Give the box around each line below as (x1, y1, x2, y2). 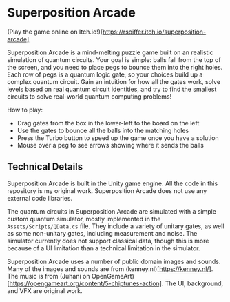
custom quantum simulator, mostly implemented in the (7, 214, 161, 223)
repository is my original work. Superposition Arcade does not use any (7, 186, 207, 194)
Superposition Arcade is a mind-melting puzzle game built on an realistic (7, 48, 213, 57)
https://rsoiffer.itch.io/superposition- (102, 28, 207, 36)
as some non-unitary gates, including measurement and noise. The (7, 229, 198, 237)
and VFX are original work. (7, 286, 83, 294)
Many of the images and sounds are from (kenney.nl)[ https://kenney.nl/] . (7, 264, 213, 273)
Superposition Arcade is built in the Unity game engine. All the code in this (7, 179, 218, 188)
